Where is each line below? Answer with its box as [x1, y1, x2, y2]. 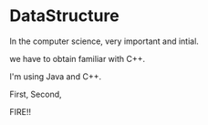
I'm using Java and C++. [9, 70, 102, 82]
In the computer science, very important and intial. [9, 36, 199, 47]
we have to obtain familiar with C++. [9, 53, 146, 64]
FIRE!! [9, 106, 32, 117]
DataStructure [9, 5, 120, 26]
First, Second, [9, 89, 62, 99]
